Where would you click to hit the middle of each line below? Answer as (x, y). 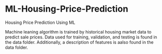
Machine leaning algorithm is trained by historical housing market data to (78, 32)
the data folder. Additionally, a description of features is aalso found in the (79, 42)
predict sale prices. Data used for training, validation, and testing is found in (81, 37)
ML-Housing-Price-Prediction (67, 9)
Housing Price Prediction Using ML (40, 22)
